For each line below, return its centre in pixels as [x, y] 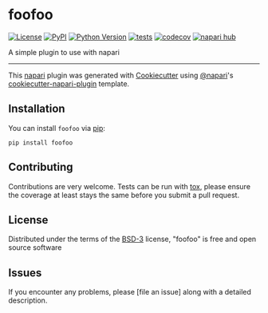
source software [35, 248]
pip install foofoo [41, 143]
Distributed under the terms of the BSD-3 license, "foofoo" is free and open [132, 239]
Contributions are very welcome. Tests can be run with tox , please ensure [130, 186]
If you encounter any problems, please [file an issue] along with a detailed [130, 292]
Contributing [41, 167]
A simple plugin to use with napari [64, 52]
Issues [25, 273]
